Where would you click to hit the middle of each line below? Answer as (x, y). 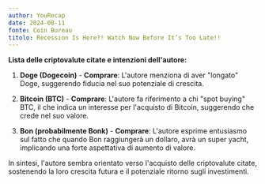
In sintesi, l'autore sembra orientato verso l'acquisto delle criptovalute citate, (133, 163)
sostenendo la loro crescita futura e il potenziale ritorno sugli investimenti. (129, 171)
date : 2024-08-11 (37, 23)
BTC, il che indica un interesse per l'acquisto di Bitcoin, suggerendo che (137, 107)
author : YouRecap (37, 15)
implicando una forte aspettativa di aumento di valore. (108, 148)
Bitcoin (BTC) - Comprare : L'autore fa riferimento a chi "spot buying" (132, 99)
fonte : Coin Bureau (40, 30)
